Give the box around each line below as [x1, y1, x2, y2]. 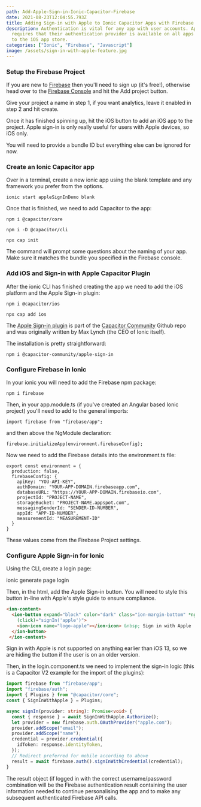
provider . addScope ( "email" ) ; [11, 725, 84, 731]
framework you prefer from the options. [6, 183, 104, 190]
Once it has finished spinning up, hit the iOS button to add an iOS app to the [6, 117, 193, 125]
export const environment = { [6, 463, 82, 469]
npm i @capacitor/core [6, 216, 63, 222]
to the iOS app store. [11, 37, 68, 43]
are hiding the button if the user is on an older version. [6, 651, 140, 658]
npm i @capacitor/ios [6, 301, 60, 307]
